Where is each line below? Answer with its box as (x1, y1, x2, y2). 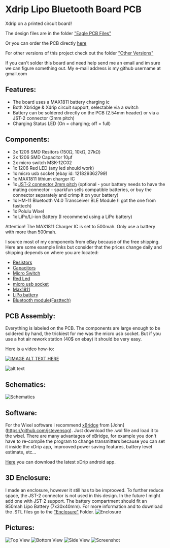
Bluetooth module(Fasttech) (12, 297, 71, 303)
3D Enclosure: (5, 474, 51, 482)
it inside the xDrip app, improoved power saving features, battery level (5, 444, 152, 449)
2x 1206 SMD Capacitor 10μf (12, 154, 73, 160)
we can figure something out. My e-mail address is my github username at (5, 65, 161, 71)
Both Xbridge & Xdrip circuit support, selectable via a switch (12, 104, 139, 110)
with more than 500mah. (5, 229, 57, 235)
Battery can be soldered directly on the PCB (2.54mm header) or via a (12, 109, 159, 115)
